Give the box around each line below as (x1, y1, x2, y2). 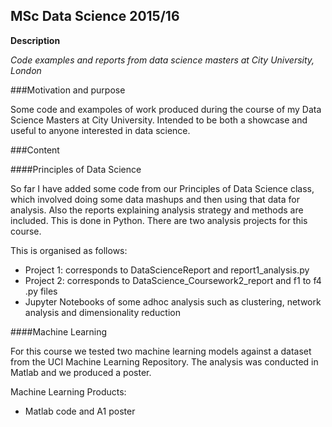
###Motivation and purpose (10, 84, 126, 96)
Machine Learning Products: (10, 385, 127, 398)
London (10, 64, 42, 76)
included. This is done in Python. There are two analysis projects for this (10, 214, 308, 226)
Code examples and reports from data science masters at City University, (10, 54, 315, 66)
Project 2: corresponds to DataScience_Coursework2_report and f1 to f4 (24, 274, 322, 286)
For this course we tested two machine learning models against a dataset (10, 345, 312, 357)
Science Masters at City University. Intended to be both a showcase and (10, 114, 308, 126)
